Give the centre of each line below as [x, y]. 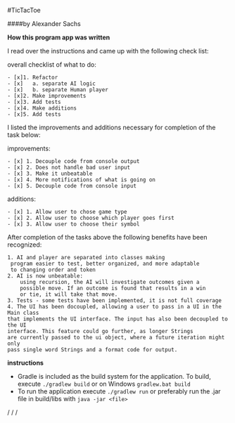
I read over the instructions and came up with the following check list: [108, 51]
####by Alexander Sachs [44, 24]
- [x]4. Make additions [42, 108]
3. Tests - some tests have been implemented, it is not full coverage [114, 301]
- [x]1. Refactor [33, 77]
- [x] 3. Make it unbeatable [50, 174]
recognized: [25, 245]
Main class [23, 313]
